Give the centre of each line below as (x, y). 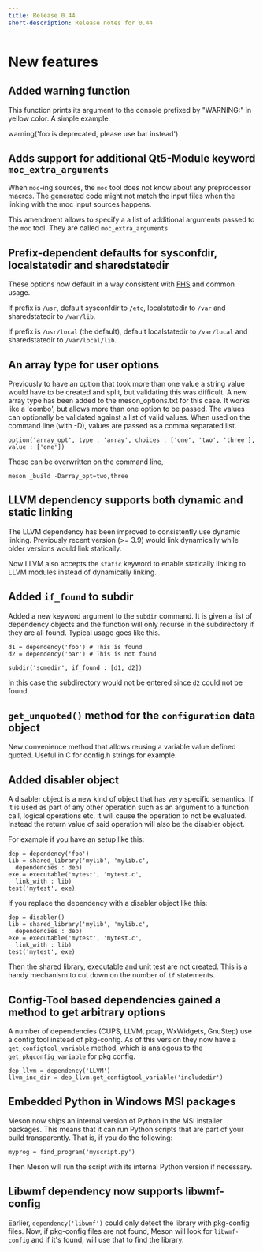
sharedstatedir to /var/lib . (52, 316)
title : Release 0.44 (42, 15)
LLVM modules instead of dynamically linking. (83, 572)
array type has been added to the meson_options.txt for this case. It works (129, 400)
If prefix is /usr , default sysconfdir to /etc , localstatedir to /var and (117, 308)
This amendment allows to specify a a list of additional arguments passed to (131, 220)
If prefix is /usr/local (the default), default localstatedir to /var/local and (128, 331)
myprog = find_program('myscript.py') (72, 1152)
